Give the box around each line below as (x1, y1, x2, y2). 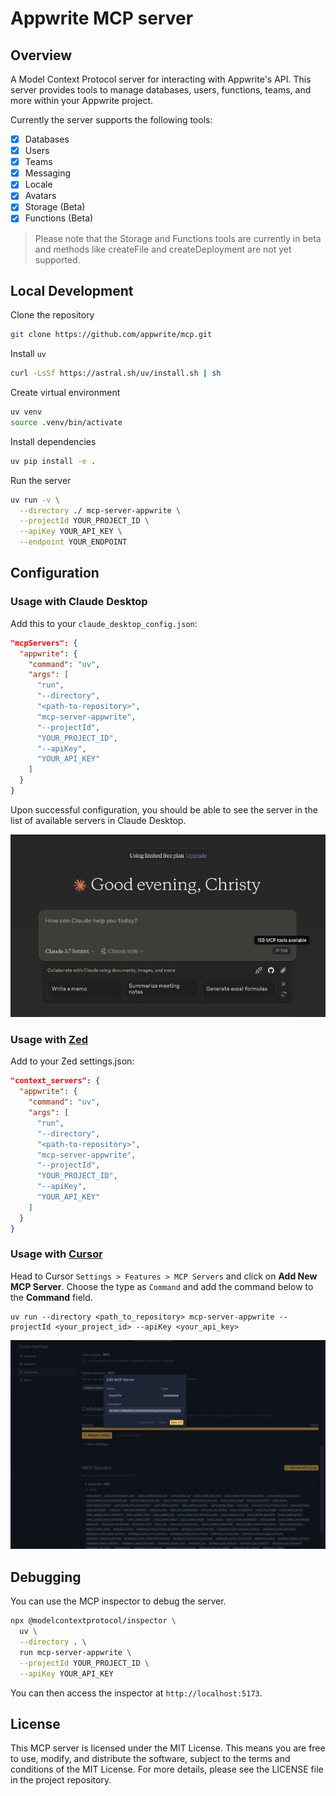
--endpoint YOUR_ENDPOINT (19, 537, 128, 547)
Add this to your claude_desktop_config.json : (10, 617, 198, 629)
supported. (34, 253, 81, 266)
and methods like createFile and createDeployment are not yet (34, 243, 292, 255)
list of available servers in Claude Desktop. (10, 814, 187, 826)
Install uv (10, 348, 47, 360)
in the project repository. (10, 1774, 112, 1786)
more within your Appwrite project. (10, 95, 154, 106)
